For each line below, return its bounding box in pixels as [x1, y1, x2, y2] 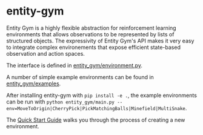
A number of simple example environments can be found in [6, 73, 155, 81]
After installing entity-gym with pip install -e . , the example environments [6, 91, 197, 99]
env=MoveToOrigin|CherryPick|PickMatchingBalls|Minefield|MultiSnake [6, 105, 186, 111]
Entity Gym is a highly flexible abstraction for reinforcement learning [6, 24, 177, 31]
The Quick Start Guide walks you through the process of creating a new [6, 116, 185, 123]
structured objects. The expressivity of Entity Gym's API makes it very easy [6, 37, 195, 44]
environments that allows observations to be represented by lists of [6, 30, 175, 38]
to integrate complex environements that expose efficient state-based [6, 44, 181, 51]
